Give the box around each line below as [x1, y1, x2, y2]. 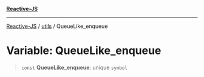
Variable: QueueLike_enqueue [6, 44, 161, 58]
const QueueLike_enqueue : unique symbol [21, 64, 127, 71]
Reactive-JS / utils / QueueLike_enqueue [6, 22, 108, 30]
